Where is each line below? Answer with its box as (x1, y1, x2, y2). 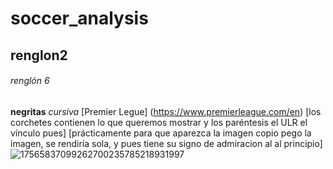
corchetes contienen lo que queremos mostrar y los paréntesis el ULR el (10, 116, 308, 128)
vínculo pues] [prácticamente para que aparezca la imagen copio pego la (10, 127, 312, 139)
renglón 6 (10, 75, 50, 87)
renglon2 (10, 47, 68, 64)
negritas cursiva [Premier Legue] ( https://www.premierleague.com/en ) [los (10, 105, 322, 117)
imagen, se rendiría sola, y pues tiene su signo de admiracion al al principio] (10, 137, 323, 149)
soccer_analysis (10, 7, 149, 30)
